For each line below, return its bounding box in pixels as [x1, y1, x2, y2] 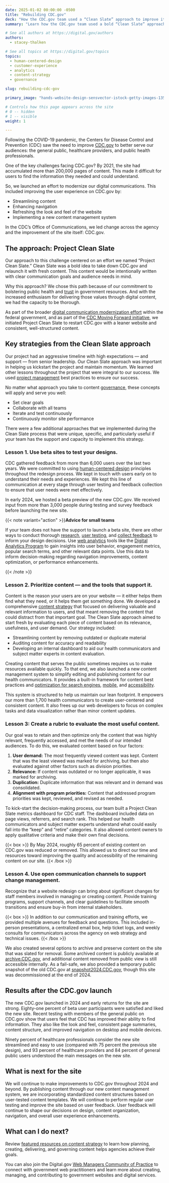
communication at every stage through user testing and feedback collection [5, 482, 162, 488]
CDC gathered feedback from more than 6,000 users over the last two [5, 460, 151, 466]
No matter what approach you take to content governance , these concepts [5, 384, 160, 390]
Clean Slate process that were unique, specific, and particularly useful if [5, 431, 155, 437]
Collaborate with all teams [12, 404, 67, 411]
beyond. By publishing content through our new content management [5, 1086, 149, 1092]
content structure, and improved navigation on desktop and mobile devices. [5, 1027, 162, 1033]
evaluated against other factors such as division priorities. [12, 763, 133, 769]
